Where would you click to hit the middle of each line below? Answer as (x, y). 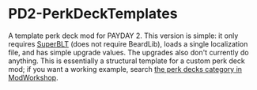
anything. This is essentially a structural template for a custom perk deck (127, 61)
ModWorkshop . (33, 77)
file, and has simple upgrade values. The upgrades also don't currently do (128, 52)
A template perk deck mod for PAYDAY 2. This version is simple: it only (123, 36)
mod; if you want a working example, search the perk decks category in (125, 69)
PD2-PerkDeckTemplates (93, 14)
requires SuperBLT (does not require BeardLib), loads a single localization (128, 43)
